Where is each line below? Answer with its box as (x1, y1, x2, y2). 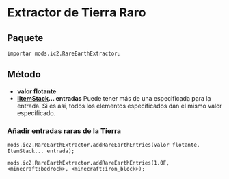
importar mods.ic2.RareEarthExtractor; (7, 50, 121, 57)
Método (7, 69, 41, 80)
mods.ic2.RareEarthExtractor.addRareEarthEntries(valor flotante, (7, 142, 200, 149)
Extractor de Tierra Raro (7, 5, 146, 21)
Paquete (7, 32, 44, 44)
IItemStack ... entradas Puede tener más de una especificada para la (16, 94, 211, 102)
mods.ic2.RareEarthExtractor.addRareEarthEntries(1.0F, (7, 160, 170, 167)
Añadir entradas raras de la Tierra (7, 126, 122, 135)
